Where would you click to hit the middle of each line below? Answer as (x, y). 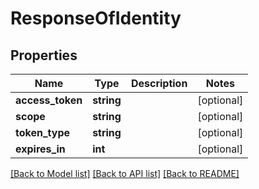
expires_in (40, 149)
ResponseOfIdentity (96, 18)
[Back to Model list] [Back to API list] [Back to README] (125, 173)
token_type (43, 132)
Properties (44, 55)
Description (159, 83)
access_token (49, 100)
